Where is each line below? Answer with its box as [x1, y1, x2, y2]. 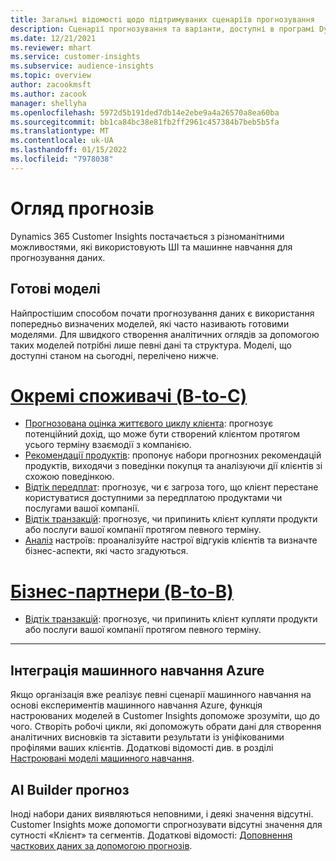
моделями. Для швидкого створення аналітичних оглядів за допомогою [10, 328, 320, 340]
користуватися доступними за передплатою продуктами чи [24, 492, 283, 504]
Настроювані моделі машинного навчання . [10, 752, 195, 765]
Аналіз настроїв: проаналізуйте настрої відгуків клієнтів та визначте [24, 534, 318, 546]
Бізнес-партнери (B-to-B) [10, 580, 234, 603]
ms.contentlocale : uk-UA [10, 136, 114, 146]
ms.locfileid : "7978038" [10, 154, 114, 164]
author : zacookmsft [10, 80, 92, 90]
